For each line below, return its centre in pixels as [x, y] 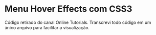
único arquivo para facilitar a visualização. [47, 27]
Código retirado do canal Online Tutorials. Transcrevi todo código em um [78, 22]
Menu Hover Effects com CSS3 [68, 9]
